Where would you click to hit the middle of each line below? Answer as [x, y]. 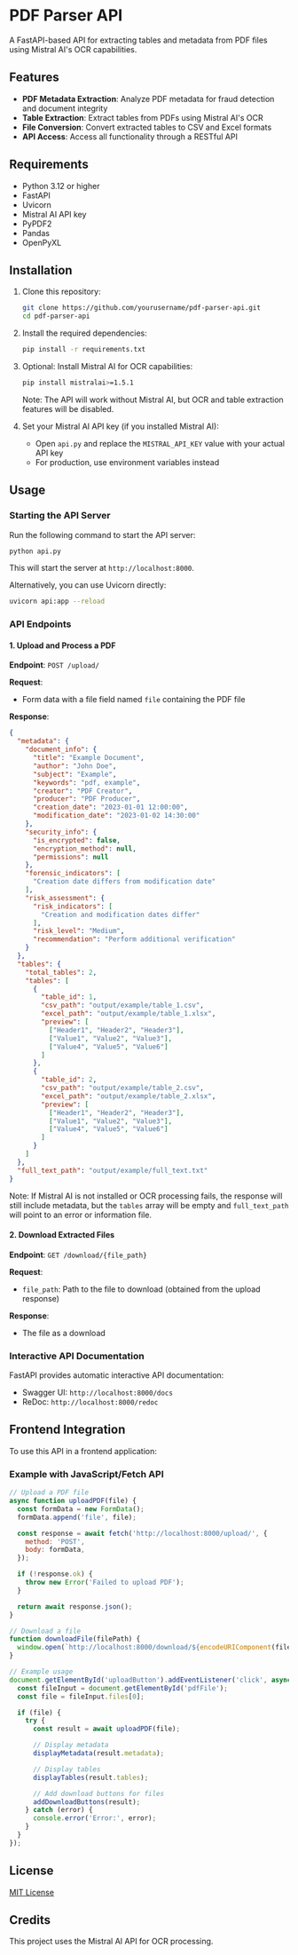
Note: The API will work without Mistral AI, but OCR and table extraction [153, 400]
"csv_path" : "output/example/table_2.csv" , [122, 1088]
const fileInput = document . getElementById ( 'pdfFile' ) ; [122, 1688]
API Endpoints [40, 624]
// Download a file [45, 1631]
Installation [41, 270]
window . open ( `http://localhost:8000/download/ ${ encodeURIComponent [145, 1648]
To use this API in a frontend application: [83, 1451]
